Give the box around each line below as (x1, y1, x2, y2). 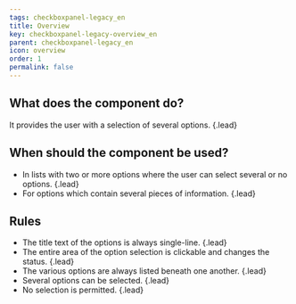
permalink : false (9, 63, 74, 72)
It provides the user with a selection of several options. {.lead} (9, 119, 238, 130)
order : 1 (9, 54, 42, 63)
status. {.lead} (21, 256, 75, 267)
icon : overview (9, 46, 66, 55)
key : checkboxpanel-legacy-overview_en (9, 29, 158, 38)
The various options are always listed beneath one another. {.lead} (21, 266, 267, 276)
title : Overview (9, 21, 70, 30)
